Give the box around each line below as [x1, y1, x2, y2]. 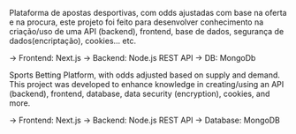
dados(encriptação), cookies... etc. [9, 35, 137, 46]
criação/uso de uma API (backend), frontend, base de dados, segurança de [9, 26, 285, 36]
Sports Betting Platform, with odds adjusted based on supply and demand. [9, 70, 281, 80]
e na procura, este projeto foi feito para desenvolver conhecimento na [9, 17, 264, 27]
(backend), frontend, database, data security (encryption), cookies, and [9, 88, 270, 99]
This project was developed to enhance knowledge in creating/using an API [9, 79, 285, 89]
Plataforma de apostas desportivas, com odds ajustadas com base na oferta [9, 8, 287, 18]
